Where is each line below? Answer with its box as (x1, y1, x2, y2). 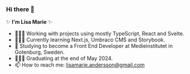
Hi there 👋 (6, 5, 35, 13)
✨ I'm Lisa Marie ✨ (6, 19, 53, 26)
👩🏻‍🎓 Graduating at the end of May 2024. (14, 55, 113, 62)
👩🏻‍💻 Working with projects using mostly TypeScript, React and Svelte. (14, 30, 185, 37)
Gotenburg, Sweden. (14, 49, 65, 56)
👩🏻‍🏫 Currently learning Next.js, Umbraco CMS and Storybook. (14, 36, 165, 43)
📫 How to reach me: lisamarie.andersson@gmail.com (14, 61, 145, 69)
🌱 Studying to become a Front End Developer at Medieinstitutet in (14, 43, 173, 50)
